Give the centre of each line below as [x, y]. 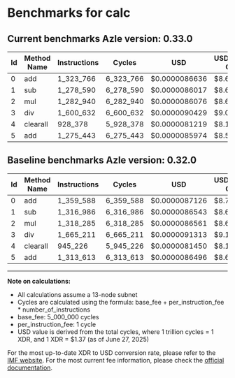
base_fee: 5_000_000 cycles [58, 317]
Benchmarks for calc [69, 13]
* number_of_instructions [54, 310]
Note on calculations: [39, 281]
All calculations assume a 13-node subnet [77, 294]
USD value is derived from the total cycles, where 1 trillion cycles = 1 [115, 332]
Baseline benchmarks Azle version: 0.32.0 [102, 160]
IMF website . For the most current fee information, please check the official [116, 360]
